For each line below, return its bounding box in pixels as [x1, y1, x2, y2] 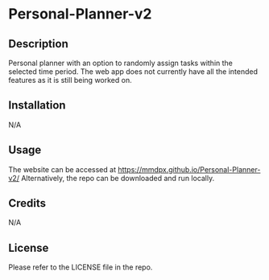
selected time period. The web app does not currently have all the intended [8, 67, 258, 76]
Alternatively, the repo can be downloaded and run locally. [21, 173, 215, 183]
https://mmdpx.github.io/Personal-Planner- [118, 164, 261, 174]
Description [8, 37, 68, 51]
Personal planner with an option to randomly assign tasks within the [8, 58, 234, 68]
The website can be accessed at [8, 164, 117, 174]
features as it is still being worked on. [8, 76, 132, 84]
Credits [8, 196, 47, 210]
